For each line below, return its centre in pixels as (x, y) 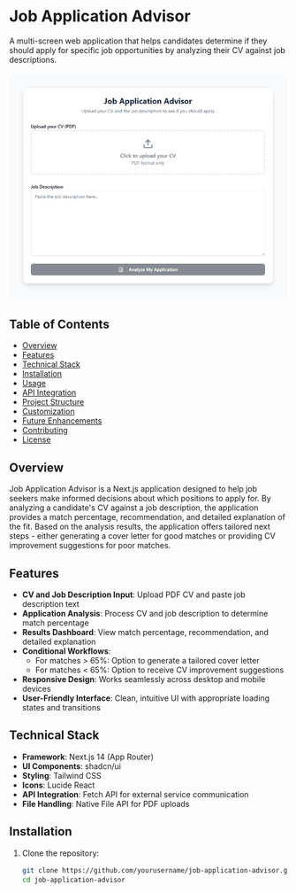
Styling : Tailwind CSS (61, 775)
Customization (48, 412)
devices (36, 689)
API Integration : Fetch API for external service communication (135, 794)
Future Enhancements (62, 421)
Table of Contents (60, 324)
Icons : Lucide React (58, 785)
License (36, 439)
